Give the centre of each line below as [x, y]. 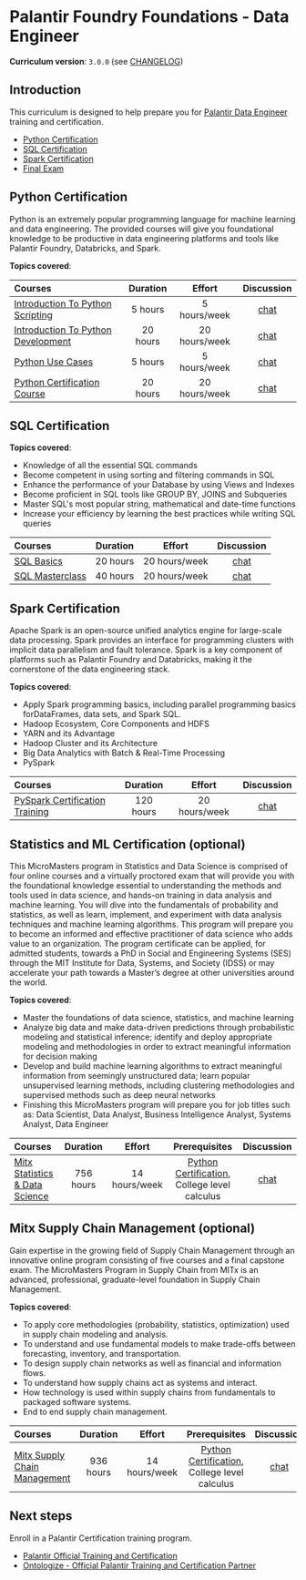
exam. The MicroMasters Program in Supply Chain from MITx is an [134, 1269]
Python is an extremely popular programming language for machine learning [153, 219]
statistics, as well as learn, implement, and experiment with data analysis [146, 914]
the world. [29, 982]
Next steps [41, 1516]
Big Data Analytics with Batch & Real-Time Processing [124, 753]
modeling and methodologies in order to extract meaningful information [157, 1046]
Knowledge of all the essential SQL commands [110, 466]
